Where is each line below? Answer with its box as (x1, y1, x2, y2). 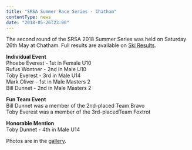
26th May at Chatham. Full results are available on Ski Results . (6, 42, 157, 49)
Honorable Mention (6, 120, 55, 127)
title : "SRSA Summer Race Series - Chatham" (6, 8, 117, 15)
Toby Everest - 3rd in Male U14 (6, 72, 81, 79)
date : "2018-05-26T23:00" (6, 19, 69, 25)
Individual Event (6, 54, 47, 61)
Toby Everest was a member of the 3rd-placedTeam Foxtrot (6, 108, 151, 115)
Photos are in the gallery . (6, 138, 66, 145)
